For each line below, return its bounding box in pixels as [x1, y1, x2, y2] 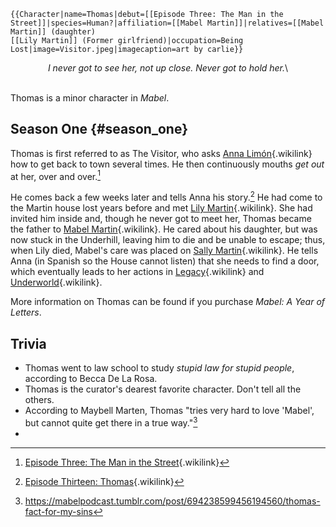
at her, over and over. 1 [10, 168, 101, 182]
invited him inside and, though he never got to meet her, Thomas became [10, 213, 312, 225]
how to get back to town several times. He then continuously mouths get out [10, 158, 325, 170]
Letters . [10, 306, 42, 319]
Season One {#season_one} [10, 121, 188, 138]
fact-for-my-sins [24, 505, 93, 517]
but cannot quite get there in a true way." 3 [24, 415, 198, 429]
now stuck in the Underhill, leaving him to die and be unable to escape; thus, [10, 234, 326, 246]
